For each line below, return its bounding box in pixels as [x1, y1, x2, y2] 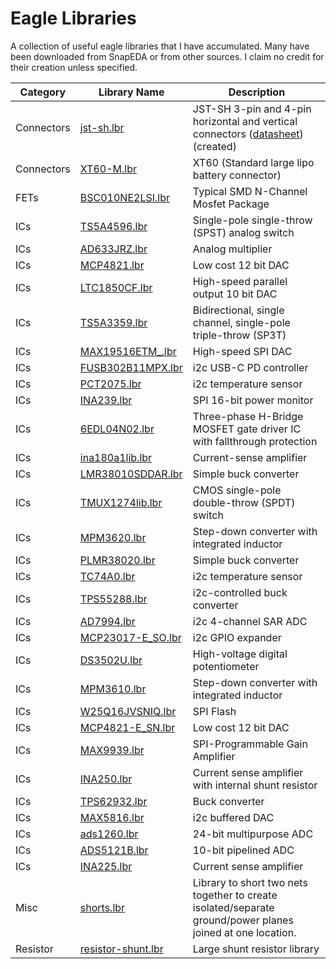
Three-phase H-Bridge [192, 409, 304, 423]
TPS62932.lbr [79, 794, 148, 808]
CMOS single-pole [192, 483, 282, 497]
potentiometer [192, 659, 260, 673]
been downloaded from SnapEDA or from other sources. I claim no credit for [10, 50, 325, 62]
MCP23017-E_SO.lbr [79, 630, 182, 644]
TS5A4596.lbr [79, 219, 148, 233]
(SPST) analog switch [192, 225, 295, 239]
